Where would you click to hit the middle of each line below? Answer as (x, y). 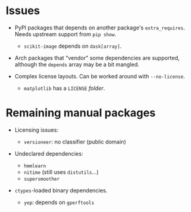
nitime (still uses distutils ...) (61, 172)
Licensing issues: (36, 130)
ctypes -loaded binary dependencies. (61, 190)
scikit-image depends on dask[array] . (73, 46)
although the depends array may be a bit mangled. (77, 64)
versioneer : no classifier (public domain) (75, 142)
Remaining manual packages (81, 113)
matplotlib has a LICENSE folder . (64, 88)
